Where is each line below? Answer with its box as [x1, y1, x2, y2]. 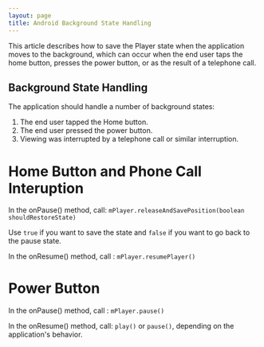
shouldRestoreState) [8, 214, 77, 222]
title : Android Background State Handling [8, 19, 152, 27]
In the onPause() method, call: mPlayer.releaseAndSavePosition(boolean [8, 205, 245, 215]
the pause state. [8, 236, 61, 246]
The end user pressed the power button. [19, 126, 153, 135]
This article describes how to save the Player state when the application [8, 41, 245, 50]
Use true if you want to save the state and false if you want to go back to [8, 228, 250, 237]
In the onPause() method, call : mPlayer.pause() [8, 306, 165, 315]
